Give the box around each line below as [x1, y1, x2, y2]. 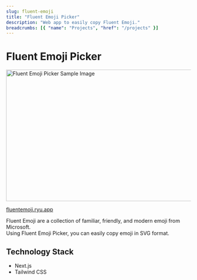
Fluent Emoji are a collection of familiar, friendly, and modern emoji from [6, 217, 181, 224]
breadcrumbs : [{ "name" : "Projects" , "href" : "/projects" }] [6, 25, 159, 31]
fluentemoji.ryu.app [6, 206, 54, 213]
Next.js [14, 262, 32, 269]
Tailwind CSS [14, 268, 47, 275]
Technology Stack [6, 247, 74, 257]
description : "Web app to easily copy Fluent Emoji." [6, 19, 141, 25]
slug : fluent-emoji [6, 8, 54, 15]
